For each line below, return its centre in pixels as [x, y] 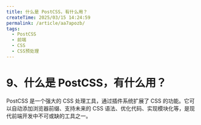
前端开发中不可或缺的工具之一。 [51, 116]
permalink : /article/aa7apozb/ [46, 23]
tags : [13, 29]
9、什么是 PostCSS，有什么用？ [87, 83]
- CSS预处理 [25, 51]
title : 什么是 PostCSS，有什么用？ [47, 12]
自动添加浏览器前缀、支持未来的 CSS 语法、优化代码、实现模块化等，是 [100, 108]
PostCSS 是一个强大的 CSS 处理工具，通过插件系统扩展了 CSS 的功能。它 [98, 101]
